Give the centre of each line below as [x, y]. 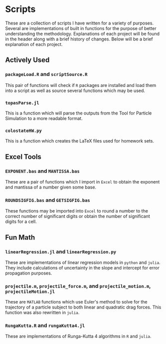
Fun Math [20, 237]
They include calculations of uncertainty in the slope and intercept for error [82, 267]
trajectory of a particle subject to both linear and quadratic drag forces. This [83, 307]
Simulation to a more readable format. [44, 118]
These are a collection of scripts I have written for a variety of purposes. [79, 23]
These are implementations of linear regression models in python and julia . [83, 262]
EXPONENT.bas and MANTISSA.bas [42, 171]
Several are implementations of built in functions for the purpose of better [81, 28]
